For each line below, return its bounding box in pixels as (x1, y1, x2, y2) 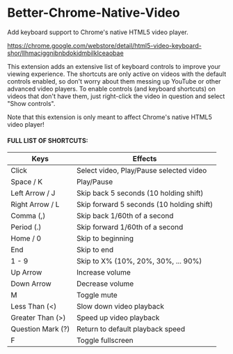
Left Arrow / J (10, 188, 56, 198)
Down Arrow (10, 279, 52, 288)
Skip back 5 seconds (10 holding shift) (76, 188, 204, 198)
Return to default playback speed (76, 324, 186, 334)
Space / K (10, 177, 43, 187)
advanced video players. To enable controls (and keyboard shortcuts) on (7, 84, 216, 93)
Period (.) (10, 222, 42, 232)
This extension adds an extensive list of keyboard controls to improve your (7, 62, 221, 70)
